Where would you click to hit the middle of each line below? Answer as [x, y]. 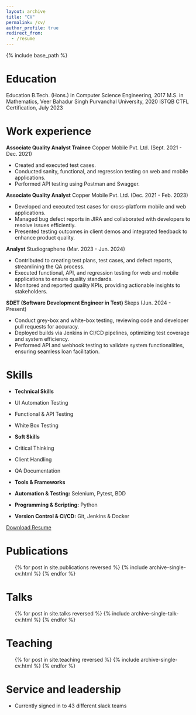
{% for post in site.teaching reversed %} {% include [77, 659]
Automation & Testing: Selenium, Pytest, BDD [70, 493]
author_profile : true [32, 28]
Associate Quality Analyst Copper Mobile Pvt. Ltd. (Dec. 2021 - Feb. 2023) [97, 195]
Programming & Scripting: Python [56, 505]
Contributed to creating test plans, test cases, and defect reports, [93, 260]
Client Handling [33, 459]
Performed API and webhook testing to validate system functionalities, [99, 345]
